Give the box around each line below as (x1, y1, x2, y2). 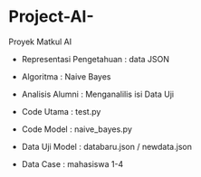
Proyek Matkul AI (8, 36, 72, 47)
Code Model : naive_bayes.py (21, 124, 133, 135)
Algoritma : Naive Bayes (21, 70, 111, 82)
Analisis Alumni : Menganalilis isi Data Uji (21, 88, 174, 99)
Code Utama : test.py (21, 106, 101, 116)
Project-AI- (8, 6, 94, 27)
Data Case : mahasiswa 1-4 (21, 158, 124, 169)
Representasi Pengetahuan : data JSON (21, 53, 169, 64)
